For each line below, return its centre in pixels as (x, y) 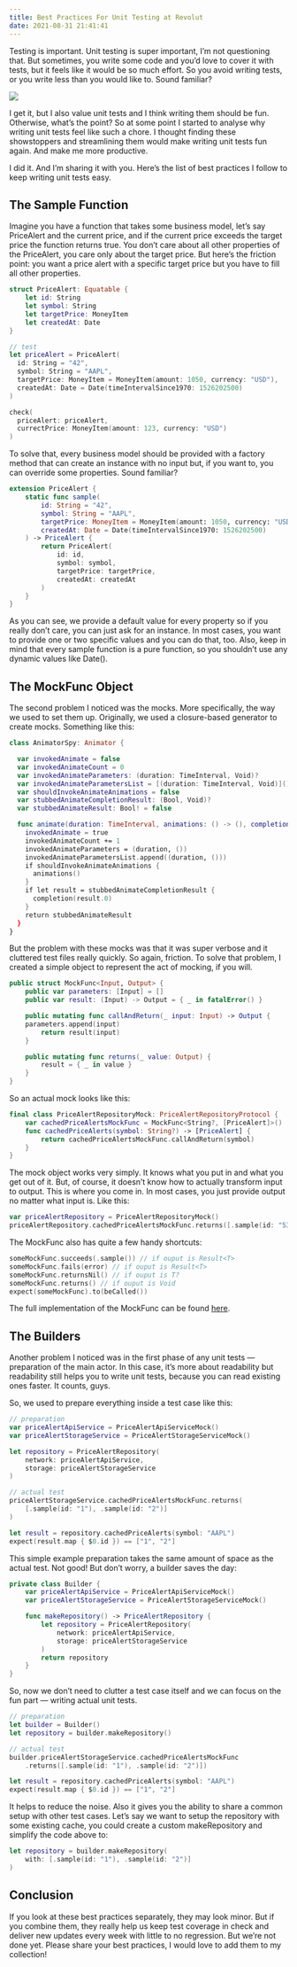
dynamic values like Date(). (59, 659)
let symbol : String (61, 307)
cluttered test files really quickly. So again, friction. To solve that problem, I (145, 958)
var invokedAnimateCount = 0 (71, 767)
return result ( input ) (81, 1032)
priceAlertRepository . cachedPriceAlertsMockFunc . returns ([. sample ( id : (142, 1225)
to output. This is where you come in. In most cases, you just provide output (147, 1192)
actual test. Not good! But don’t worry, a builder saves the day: (123, 1567)
